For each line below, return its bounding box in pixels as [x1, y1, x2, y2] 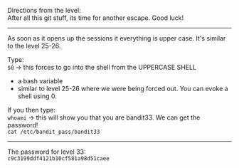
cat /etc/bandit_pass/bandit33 [7, 128, 100, 135]
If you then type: [7, 106, 55, 114]
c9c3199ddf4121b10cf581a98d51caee [7, 155, 110, 162]
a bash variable [17, 77, 63, 85]
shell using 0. [17, 92, 57, 100]
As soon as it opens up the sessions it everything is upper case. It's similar [7, 34, 226, 42]
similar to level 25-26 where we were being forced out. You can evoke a [17, 85, 229, 93]
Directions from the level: [7, 6, 81, 14]
